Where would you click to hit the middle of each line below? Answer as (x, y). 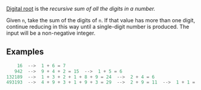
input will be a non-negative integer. (51, 33)
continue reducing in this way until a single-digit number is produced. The (98, 27)
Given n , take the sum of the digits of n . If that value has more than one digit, (101, 20)
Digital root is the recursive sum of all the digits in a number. (81, 9)
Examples (25, 52)
